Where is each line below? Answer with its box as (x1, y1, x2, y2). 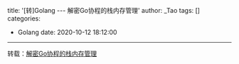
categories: (7, 14, 41, 23)
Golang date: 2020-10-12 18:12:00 (17, 28, 117, 36)
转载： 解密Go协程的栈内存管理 (7, 49, 97, 58)
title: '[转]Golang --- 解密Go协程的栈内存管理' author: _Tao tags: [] (7, 6, 201, 14)
